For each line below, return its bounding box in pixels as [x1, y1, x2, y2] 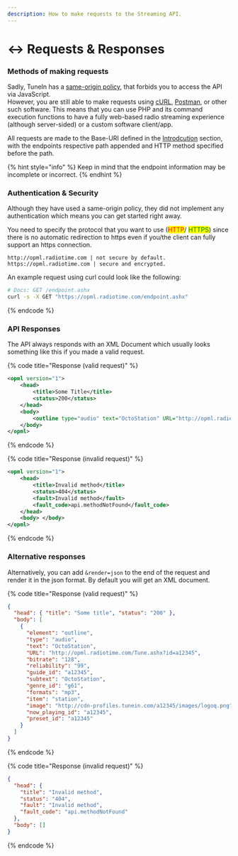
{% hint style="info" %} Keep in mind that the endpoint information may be [7, 163, 225, 171]
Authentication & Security [7, 188, 99, 198]
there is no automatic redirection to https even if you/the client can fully [7, 233, 216, 242]
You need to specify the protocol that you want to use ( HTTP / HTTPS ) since [7, 225, 229, 234]
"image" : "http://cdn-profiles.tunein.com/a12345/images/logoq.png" [25, 702, 233, 709]
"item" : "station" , [25, 695, 84, 703]
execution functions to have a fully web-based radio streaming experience [7, 113, 225, 121]
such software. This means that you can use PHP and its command [7, 105, 203, 114]
